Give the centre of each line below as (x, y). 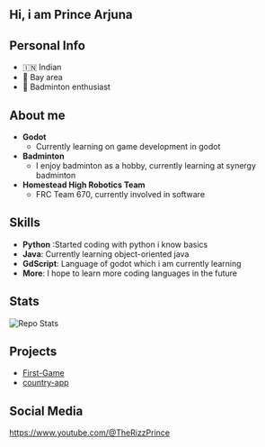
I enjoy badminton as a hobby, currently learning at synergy (146, 166)
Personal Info (47, 46)
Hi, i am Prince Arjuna (71, 15)
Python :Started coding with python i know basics (115, 244)
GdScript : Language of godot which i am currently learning (132, 263)
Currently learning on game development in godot (128, 147)
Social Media (46, 411)
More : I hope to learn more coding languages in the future (130, 273)
